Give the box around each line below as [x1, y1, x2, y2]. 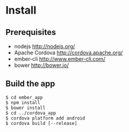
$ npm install [5, 99, 41, 105]
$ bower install [5, 105, 46, 111]
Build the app [5, 79, 56, 89]
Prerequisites [5, 27, 56, 37]
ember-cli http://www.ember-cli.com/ [14, 56, 106, 62]
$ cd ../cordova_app [5, 110, 57, 116]
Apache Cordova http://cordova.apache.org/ [14, 49, 123, 56]
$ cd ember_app [5, 94, 43, 101]
